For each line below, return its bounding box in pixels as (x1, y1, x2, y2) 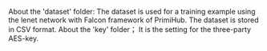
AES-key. (8, 33, 39, 43)
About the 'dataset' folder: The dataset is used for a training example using (8, 7, 256, 16)
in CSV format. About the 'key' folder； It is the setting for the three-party (8, 25, 251, 34)
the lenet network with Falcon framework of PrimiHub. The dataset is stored (8, 15, 259, 25)
